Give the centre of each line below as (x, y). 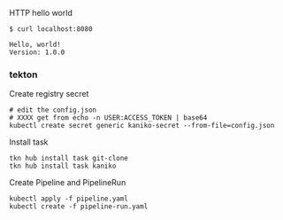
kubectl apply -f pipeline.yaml (69, 199)
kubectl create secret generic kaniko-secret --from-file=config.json (142, 126)
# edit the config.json (53, 110)
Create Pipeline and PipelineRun (68, 183)
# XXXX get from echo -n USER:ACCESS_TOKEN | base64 (108, 118)
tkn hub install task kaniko (63, 166)
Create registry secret (49, 94)
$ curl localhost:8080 (51, 29)
